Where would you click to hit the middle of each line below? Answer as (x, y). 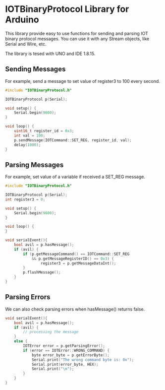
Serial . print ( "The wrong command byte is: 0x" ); (83, 360)
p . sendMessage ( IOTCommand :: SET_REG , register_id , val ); (73, 140)
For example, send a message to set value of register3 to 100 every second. (82, 81)
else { (21, 341)
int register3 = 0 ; (25, 199)
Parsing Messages (34, 165)
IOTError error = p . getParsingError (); (64, 346)
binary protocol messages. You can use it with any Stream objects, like (77, 39)
